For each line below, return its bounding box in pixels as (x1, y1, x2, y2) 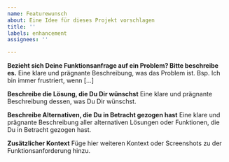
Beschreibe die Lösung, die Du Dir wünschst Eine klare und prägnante (7, 90, 212, 98)
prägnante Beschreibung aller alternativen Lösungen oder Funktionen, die (7, 118, 220, 126)
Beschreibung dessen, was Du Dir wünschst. (7, 97, 137, 105)
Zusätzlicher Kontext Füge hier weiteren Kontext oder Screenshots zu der (7, 139, 222, 147)
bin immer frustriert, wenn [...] (7, 76, 95, 84)
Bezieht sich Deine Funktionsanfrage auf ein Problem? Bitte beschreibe (7, 61, 219, 70)
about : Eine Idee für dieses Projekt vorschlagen (7, 17, 155, 24)
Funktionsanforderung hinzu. (7, 147, 91, 155)
